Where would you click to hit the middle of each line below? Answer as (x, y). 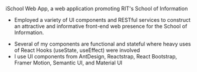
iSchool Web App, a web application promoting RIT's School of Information (97, 9)
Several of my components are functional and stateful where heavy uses (103, 44)
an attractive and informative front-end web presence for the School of (101, 26)
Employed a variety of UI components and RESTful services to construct (102, 20)
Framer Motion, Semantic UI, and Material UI (68, 63)
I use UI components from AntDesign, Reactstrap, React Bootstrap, (96, 56)
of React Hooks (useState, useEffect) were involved (77, 50)
